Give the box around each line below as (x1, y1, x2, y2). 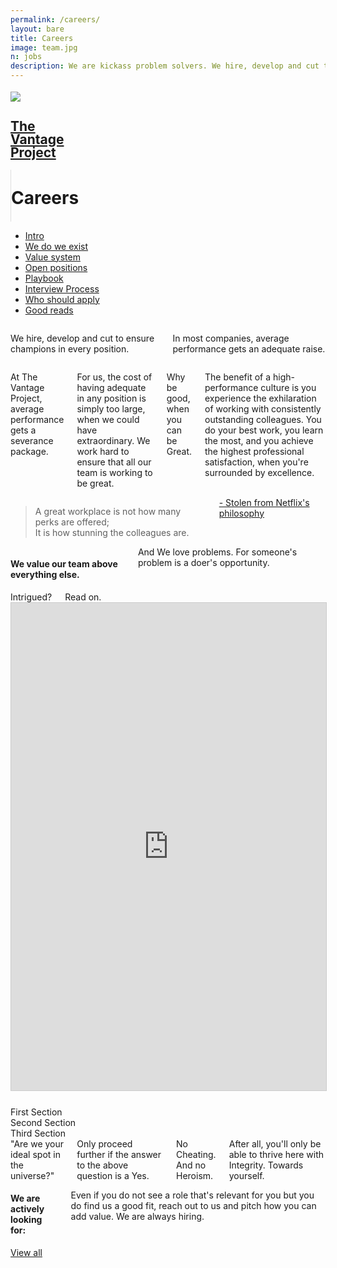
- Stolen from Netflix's (218, 496, 310, 508)
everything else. (10, 569, 80, 581)
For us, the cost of (76, 371, 153, 383)
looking (10, 1214, 43, 1226)
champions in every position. (10, 342, 130, 355)
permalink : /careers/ (10, 14, 101, 25)
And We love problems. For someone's (137, 546, 298, 558)
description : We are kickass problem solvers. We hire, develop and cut (10, 61, 320, 71)
